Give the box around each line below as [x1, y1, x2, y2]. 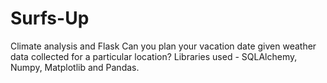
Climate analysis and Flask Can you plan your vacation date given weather [10, 40, 317, 52]
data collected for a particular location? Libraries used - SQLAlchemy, [10, 50, 298, 62]
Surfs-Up [10, 7, 90, 30]
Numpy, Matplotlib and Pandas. [10, 61, 140, 73]
